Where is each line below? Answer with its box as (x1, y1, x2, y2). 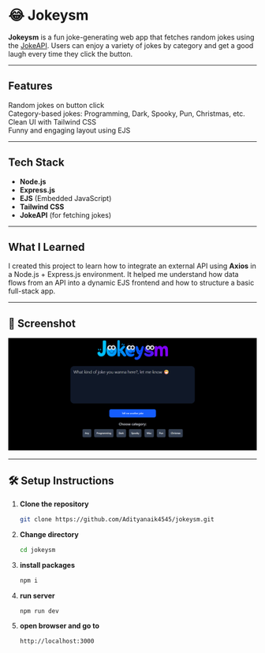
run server (19, 591, 55, 600)
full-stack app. (8, 286, 56, 296)
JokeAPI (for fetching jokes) (19, 210, 112, 219)
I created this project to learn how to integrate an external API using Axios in (8, 261, 256, 271)
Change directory (19, 529, 79, 539)
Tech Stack (8, 156, 65, 170)
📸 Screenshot (8, 316, 77, 330)
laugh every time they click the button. (8, 49, 133, 58)
